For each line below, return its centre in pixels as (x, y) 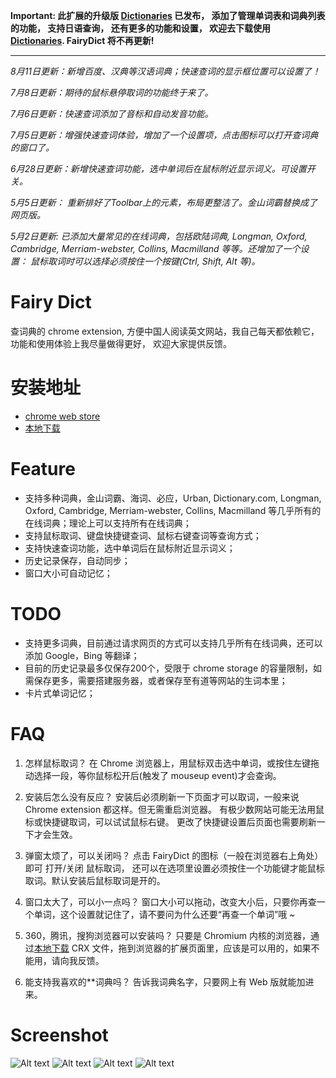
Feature (43, 469)
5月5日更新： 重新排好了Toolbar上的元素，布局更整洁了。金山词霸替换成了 (164, 202)
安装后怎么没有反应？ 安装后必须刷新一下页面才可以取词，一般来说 (162, 796)
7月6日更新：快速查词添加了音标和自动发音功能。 (112, 113)
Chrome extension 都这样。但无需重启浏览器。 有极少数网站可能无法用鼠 (174, 809)
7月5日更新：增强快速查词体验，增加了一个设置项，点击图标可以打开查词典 (164, 135)
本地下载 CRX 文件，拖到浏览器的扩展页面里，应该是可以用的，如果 (172, 948)
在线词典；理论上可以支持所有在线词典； (108, 523)
